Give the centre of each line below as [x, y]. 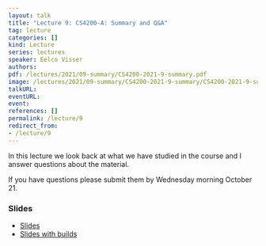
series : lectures [37, 52]
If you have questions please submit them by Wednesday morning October [130, 180]
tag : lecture [30, 30]
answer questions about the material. [68, 164]
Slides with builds [48, 233]
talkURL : [23, 89]
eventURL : [25, 97]
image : [19, 81]
